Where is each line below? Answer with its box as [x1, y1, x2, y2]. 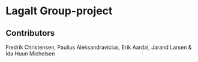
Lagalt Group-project [5, 4, 113, 18]
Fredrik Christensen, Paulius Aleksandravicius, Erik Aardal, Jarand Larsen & [5, 44, 192, 51]
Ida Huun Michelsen [5, 50, 55, 57]
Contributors [5, 28, 55, 38]
